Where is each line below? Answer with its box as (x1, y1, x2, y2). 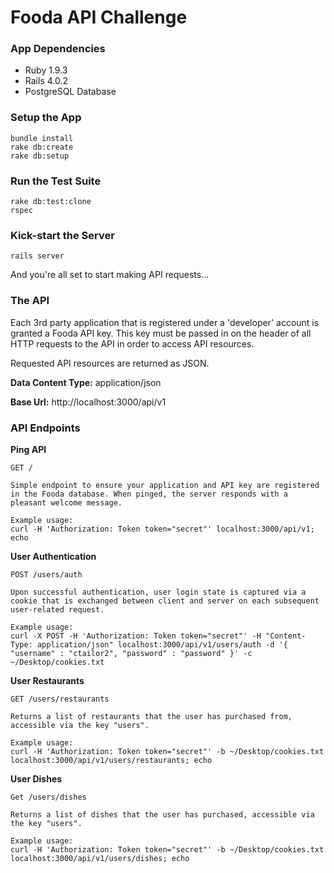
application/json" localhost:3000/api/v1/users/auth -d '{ (36, 639, 288, 650)
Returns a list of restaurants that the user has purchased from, (10, 711, 293, 721)
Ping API (10, 443, 47, 455)
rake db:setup (10, 151, 70, 161)
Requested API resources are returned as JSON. (10, 357, 210, 369)
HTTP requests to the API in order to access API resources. (10, 337, 255, 350)
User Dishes (10, 772, 63, 785)
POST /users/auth (10, 569, 83, 580)
